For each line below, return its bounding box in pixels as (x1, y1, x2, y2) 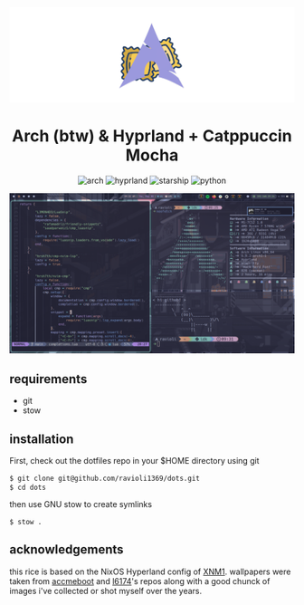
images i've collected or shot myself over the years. (9, 585, 202, 596)
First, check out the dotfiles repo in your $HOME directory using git (9, 456, 260, 466)
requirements (9, 371, 88, 387)
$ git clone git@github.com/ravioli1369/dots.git (9, 474, 201, 484)
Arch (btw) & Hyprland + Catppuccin (12, 126, 292, 147)
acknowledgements (9, 542, 124, 558)
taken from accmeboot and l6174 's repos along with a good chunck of (9, 575, 271, 586)
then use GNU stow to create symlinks (9, 499, 152, 510)
